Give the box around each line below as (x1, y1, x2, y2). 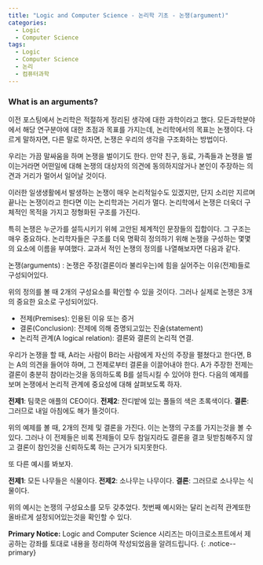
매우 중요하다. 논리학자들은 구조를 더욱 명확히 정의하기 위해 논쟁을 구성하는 (8, 234, 237, 243)
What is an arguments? (8, 96, 98, 107)
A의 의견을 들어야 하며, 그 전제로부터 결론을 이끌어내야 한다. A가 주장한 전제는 (16, 360, 254, 369)
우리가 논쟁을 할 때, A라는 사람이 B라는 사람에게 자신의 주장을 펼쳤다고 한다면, (8, 349, 246, 359)
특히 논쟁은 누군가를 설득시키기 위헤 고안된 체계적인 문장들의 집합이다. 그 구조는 (8, 223, 251, 233)
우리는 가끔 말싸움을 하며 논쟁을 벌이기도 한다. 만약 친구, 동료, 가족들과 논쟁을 (8, 151, 245, 161)
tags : (8, 41, 26, 49)
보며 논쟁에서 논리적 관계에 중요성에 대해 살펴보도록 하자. (8, 379, 182, 389)
